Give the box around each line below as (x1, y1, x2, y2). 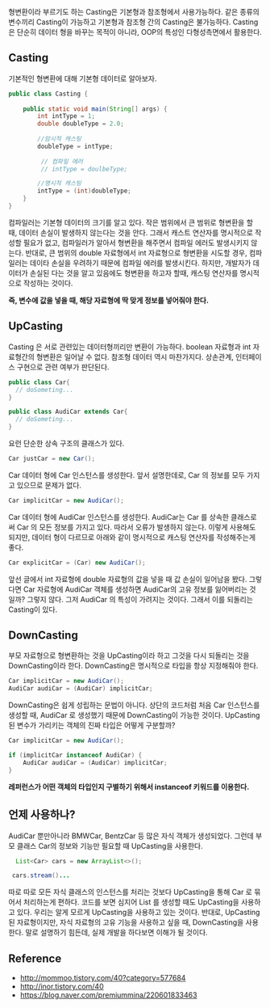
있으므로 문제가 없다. (16, 480, 82, 490)
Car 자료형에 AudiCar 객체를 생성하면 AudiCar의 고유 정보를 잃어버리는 (23, 584, 248, 594)
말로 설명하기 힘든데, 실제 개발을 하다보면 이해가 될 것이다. (25, 928, 208, 938)
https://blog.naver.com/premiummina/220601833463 (19, 990, 197, 1000)
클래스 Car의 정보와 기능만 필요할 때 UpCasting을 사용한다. (16, 841, 203, 850)
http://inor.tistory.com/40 (19, 981, 104, 992)
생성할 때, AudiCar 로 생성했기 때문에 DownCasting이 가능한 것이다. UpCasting (8, 711, 260, 720)
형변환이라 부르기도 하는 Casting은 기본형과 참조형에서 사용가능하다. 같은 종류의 (8, 7, 260, 16)
